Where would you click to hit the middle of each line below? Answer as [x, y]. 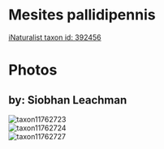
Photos [33, 70]
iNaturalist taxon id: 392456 [55, 37]
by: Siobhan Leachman [68, 100]
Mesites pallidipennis [82, 15]
